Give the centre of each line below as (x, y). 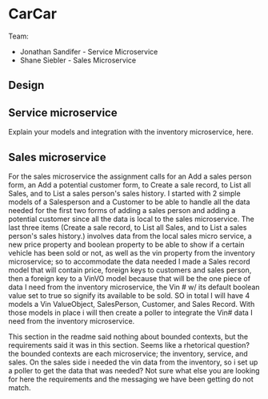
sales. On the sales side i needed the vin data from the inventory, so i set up (133, 362)
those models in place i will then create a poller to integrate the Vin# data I (131, 312)
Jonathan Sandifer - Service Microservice (89, 51)
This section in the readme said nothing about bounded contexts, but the (128, 337)
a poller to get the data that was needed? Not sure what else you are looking (134, 370)
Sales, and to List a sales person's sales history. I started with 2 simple (125, 193)
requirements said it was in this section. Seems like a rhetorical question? (129, 345)
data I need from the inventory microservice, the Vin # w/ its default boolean (134, 287)
